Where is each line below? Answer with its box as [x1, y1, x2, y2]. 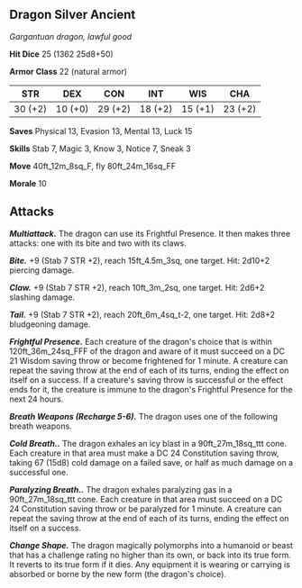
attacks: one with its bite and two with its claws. [9, 238, 187, 249]
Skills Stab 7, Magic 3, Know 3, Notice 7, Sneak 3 [9, 143, 191, 154]
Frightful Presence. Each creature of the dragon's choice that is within [9, 336, 273, 347]
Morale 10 [9, 177, 47, 188]
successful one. [9, 466, 69, 477]
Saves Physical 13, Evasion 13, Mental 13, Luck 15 [9, 125, 193, 136]
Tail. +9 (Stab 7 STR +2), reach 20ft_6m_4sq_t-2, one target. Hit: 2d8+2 [9, 309, 276, 320]
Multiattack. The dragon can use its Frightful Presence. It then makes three [9, 228, 291, 239]
